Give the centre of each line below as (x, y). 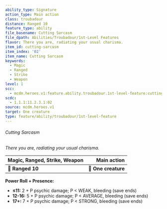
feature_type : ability (29, 28)
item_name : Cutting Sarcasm (34, 56)
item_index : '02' (23, 51)
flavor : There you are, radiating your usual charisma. (64, 42)
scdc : (11, 98)
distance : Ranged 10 (27, 24)
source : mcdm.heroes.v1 (30, 107)
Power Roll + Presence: (30, 181)
